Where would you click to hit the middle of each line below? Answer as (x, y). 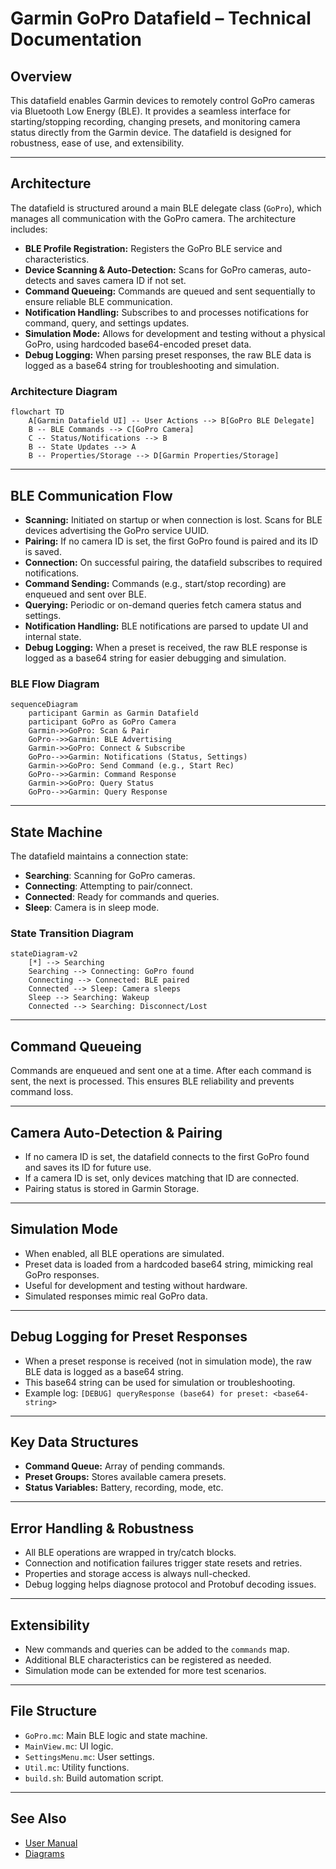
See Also (38, 1818)
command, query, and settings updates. (107, 323)
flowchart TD (37, 412)
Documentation (76, 39)
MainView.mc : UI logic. (69, 1746)
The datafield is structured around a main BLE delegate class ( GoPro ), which (166, 208)
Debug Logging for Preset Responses (129, 1337)
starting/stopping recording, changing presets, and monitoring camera (155, 121)
